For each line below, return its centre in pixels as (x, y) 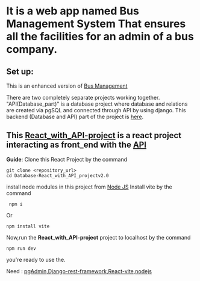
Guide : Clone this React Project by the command (67, 159)
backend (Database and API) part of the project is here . (75, 116)
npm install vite (28, 226)
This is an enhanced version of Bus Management (67, 86)
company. (32, 50)
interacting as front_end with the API (76, 145)
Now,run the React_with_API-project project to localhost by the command (98, 237)
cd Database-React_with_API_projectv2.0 (58, 175)
